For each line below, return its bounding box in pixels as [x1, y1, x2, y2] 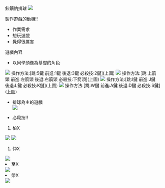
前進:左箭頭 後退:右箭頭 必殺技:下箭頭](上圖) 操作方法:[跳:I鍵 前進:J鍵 [10, 76, 156, 82]
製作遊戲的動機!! [5, 16, 38, 22]
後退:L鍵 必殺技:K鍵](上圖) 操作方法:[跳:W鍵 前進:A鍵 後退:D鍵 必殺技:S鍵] [5, 82, 161, 88]
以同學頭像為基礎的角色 [12, 60, 60, 66]
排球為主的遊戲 [12, 99, 43, 105]
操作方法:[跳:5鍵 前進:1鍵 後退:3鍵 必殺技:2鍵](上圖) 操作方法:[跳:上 [11, 70, 152, 76]
